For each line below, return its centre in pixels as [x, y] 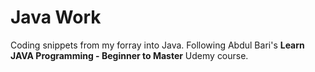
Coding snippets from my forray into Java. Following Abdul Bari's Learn [157, 45]
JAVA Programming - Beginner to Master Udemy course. [129, 55]
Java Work [56, 17]
